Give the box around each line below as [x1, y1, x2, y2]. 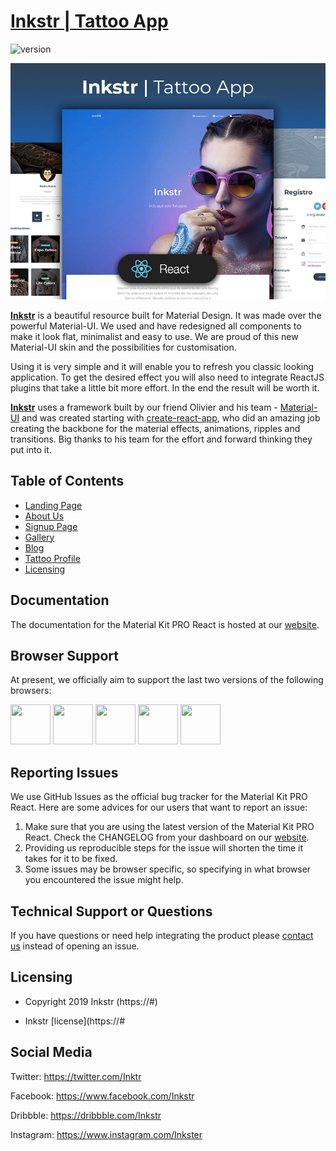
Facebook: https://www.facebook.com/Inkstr [10, 1090, 195, 1102]
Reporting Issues [10, 764, 119, 781]
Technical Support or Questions [10, 903, 213, 920]
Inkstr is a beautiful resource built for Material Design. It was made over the [10, 309, 322, 321]
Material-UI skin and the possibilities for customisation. [10, 341, 237, 353]
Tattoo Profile [24, 552, 81, 564]
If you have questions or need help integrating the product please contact [10, 930, 314, 941]
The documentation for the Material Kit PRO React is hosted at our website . [10, 618, 320, 630]
